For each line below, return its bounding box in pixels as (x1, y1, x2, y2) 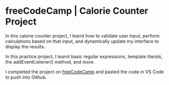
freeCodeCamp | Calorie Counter (5, 5, 149, 17)
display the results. (5, 43, 46, 49)
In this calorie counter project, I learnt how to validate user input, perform (5, 33, 160, 39)
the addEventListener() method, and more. (5, 59, 95, 65)
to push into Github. (5, 74, 47, 80)
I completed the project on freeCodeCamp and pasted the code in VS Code (5, 69, 164, 75)
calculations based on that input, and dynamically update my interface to (5, 38, 159, 44)
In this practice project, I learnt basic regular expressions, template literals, (5, 53, 163, 60)
